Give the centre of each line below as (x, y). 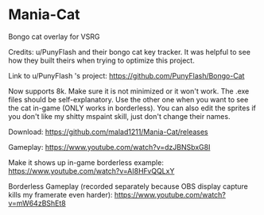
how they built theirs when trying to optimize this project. (101, 60)
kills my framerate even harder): (60, 194)
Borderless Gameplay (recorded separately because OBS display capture (128, 186)
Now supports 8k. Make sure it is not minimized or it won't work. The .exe (129, 91)
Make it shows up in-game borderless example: (86, 162)
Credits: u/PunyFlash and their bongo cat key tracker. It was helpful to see (129, 52)
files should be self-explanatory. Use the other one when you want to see (128, 99)
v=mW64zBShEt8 (37, 203)
